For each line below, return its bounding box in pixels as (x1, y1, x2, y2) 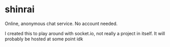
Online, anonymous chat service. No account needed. (5, 20, 118, 27)
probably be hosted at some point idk (5, 36, 83, 42)
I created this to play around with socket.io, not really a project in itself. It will (5, 30, 165, 36)
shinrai (5, 4, 35, 15)
